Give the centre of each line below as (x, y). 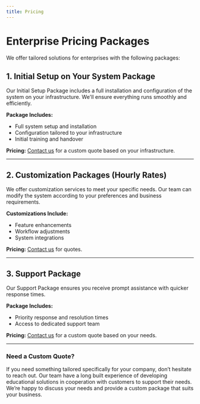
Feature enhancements (43, 225)
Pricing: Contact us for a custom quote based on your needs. (82, 335)
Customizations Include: (37, 214)
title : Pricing (25, 12)
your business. (24, 394)
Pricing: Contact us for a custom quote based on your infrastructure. (91, 151)
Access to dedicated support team (57, 324)
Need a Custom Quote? (40, 356)
